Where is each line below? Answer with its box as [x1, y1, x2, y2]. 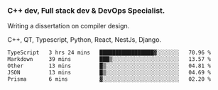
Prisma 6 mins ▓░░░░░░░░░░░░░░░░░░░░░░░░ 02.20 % [7, 75, 212, 83]
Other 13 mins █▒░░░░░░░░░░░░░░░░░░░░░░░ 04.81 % [7, 62, 212, 69]
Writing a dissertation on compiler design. [7, 22, 130, 30]
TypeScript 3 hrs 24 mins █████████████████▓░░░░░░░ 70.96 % [7, 49, 212, 57]
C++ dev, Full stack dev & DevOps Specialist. [7, 6, 165, 16]
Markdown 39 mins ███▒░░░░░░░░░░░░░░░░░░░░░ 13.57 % [7, 56, 212, 63]
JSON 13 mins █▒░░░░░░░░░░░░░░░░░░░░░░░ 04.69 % [7, 69, 212, 76]
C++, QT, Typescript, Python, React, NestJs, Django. [7, 35, 162, 44]
